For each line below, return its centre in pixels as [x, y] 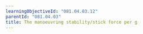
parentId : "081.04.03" [33, 17]
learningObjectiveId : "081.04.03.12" [52, 11]
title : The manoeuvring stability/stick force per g [71, 22]
